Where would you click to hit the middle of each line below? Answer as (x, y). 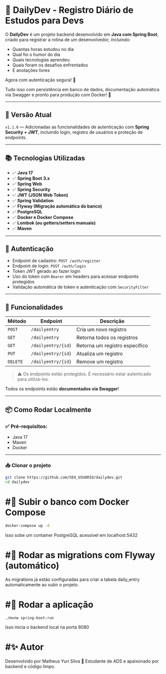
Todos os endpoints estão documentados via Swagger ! (62, 389)
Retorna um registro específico (112, 346)
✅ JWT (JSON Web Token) (40, 195)
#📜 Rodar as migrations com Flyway (80, 555)
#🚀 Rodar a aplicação (49, 604)
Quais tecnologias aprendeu (41, 59)
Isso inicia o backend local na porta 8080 (47, 627)
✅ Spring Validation (33, 201)
